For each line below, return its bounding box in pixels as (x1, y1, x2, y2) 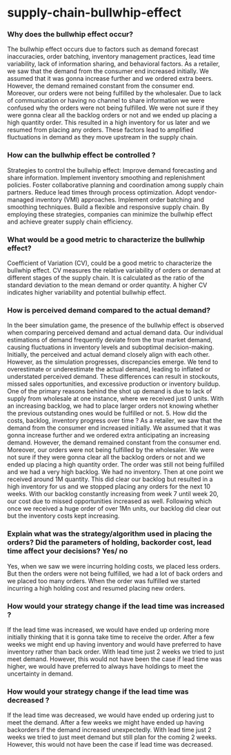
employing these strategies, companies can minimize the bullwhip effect (7, 210, 212, 218)
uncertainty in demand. (7, 669, 74, 678)
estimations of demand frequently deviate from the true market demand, (7, 336, 212, 344)
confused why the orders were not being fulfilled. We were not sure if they (7, 104, 219, 112)
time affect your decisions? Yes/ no (7, 547, 128, 556)
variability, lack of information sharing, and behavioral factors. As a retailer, (7, 60, 221, 68)
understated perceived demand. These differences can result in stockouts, (7, 373, 219, 381)
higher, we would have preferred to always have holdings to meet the (7, 662, 203, 670)
